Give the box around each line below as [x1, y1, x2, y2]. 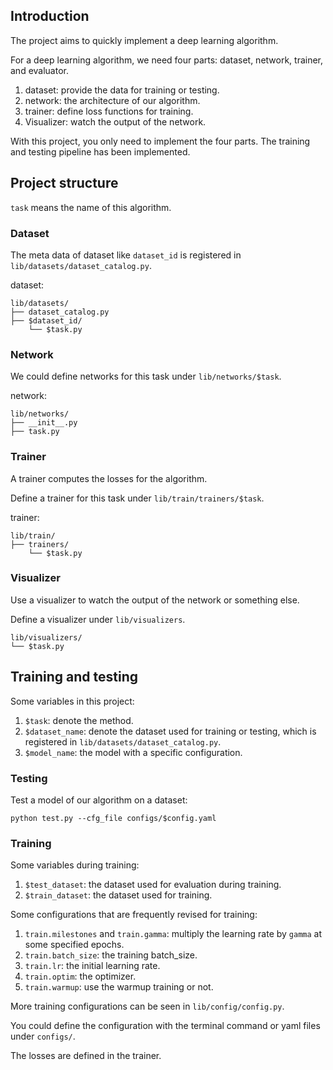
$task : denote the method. [24, 714, 134, 726]
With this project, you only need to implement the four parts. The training [10, 135, 311, 147]
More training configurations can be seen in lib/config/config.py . [10, 1000, 285, 1013]
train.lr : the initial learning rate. [24, 960, 161, 972]
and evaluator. [10, 64, 69, 76]
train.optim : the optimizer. [24, 970, 137, 983]
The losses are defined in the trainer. [10, 1050, 162, 1062]
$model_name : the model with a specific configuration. [24, 746, 243, 758]
